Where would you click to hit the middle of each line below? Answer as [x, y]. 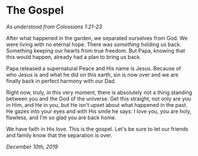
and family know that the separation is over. [59, 135]
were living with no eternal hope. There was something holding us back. [94, 44]
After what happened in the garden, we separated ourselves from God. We [97, 38]
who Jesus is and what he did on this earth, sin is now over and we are [92, 74]
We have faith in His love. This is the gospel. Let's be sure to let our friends [97, 129]
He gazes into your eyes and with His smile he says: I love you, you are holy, [99, 111]
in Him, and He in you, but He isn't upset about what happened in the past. [97, 105]
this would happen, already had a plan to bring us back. [74, 57]
